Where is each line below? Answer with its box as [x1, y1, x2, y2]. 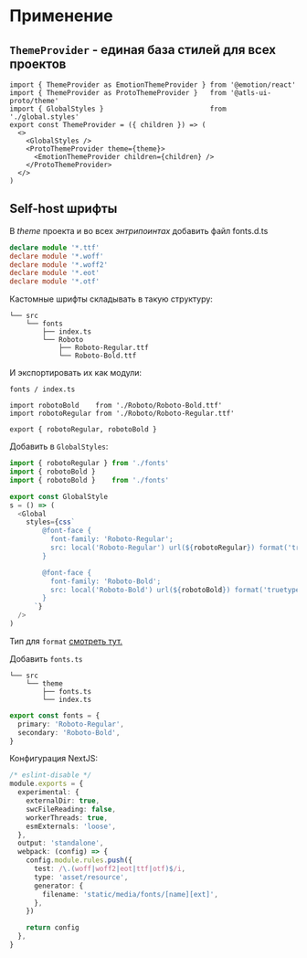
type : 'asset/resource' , [33, 872, 129, 882]
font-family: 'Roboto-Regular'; [49, 535, 174, 544]
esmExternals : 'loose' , [26, 822, 117, 831]
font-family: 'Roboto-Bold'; [49, 577, 162, 586]
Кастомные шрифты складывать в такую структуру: [9, 293, 213, 304]
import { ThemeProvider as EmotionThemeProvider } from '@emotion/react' [9, 80, 297, 90]
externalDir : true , [26, 796, 101, 805]
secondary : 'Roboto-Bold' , [17, 728, 121, 737]
